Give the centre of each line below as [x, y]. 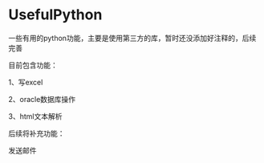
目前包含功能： [33, 65]
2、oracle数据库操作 [42, 99]
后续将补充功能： [37, 133]
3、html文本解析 [35, 116]
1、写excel [26, 82]
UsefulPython [55, 15]
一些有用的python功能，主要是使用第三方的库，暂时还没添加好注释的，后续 [132, 38]
